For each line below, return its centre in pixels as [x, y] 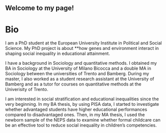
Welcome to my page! [40, 8]
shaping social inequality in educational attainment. [58, 53]
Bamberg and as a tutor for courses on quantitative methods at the [73, 84]
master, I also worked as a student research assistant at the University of [80, 79]
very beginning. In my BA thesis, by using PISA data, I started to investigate [82, 104]
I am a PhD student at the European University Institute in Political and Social [83, 43]
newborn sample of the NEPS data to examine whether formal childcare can [83, 120]
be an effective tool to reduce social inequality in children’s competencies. [81, 125]
